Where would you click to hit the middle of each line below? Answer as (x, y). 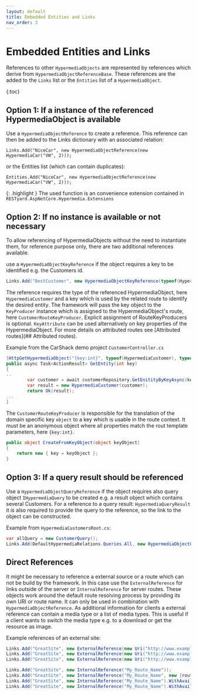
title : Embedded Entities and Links (51, 17)
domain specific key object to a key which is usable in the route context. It (96, 419)
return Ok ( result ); (51, 391)
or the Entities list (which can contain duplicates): (66, 167)
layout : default (26, 11)
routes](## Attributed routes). (42, 336)
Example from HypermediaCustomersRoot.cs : (59, 528)
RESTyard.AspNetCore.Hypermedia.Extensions (60, 199)
